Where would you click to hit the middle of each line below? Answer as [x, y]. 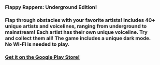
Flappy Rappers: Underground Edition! [51, 7]
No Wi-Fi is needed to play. [37, 44]
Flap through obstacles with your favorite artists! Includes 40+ [80, 20]
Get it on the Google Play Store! [42, 57]
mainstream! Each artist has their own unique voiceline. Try [76, 32]
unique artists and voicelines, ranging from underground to [76, 26]
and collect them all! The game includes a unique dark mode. [78, 38]
